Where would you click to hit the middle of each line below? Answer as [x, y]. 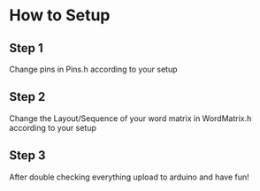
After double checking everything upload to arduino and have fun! [129, 177]
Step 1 [27, 48]
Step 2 [27, 97]
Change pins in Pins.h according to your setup [94, 69]
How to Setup [60, 15]
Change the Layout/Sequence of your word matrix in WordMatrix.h [130, 118]
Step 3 [27, 156]
